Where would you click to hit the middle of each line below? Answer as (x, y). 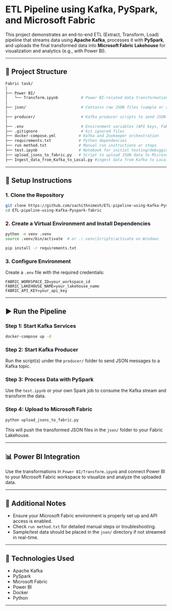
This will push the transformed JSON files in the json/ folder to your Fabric (84, 430)
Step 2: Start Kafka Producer (42, 349)
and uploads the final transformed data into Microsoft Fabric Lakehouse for (85, 45)
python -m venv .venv (28, 234)
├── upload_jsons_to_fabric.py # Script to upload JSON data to (78, 155)
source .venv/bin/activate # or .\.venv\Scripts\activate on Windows (82, 239)
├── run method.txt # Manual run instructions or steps (81, 145)
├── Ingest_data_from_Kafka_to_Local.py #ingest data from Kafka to (80, 160)
